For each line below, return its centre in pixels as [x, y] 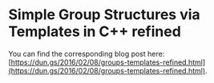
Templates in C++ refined [95, 32]
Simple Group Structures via [104, 15]
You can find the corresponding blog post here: [87, 53]
